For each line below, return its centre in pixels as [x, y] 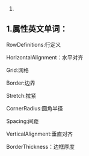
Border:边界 [21, 83]
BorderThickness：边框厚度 [41, 146]
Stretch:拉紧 [21, 95]
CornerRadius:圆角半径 [35, 108]
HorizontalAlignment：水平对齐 [45, 57]
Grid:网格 [17, 70]
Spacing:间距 [23, 121]
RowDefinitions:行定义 [34, 44]
